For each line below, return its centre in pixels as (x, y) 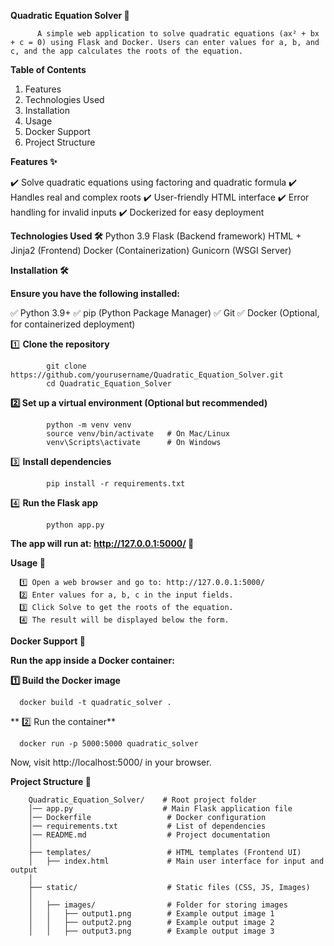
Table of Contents (48, 69)
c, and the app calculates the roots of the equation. (127, 51)
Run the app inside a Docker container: (92, 660)
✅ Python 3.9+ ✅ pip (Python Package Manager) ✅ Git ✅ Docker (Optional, (165, 313)
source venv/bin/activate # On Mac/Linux (138, 434)
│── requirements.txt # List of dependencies (147, 826)
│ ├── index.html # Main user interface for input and (176, 861)
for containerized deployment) (73, 324)
